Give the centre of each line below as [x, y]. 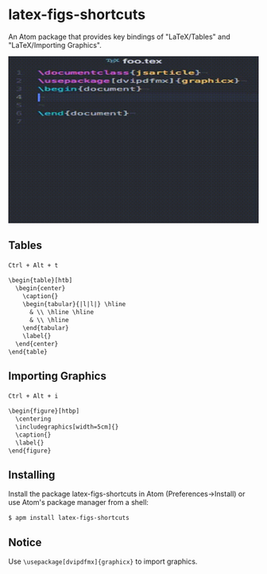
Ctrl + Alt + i [33, 396]
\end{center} [37, 343]
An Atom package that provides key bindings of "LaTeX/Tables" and [119, 37]
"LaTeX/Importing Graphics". [55, 45]
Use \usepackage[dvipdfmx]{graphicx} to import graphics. [103, 561]
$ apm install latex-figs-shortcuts [69, 518]
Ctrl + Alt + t [33, 265]
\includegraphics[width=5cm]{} [67, 427]
